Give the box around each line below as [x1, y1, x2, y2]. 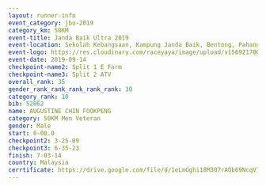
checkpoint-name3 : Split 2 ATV [8, 70, 112, 78]
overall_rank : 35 [8, 78, 66, 85]
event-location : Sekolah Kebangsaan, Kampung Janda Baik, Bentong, [8, 41, 236, 49]
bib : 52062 [8, 100, 44, 108]
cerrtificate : [8, 166, 55, 174]
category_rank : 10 [8, 93, 69, 101]
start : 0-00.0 [8, 129, 55, 137]
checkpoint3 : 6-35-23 [8, 144, 80, 152]
